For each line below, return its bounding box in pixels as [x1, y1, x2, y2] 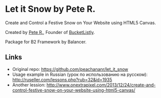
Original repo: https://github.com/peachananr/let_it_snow [12, 66, 129, 72]
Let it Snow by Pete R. [5, 3, 96, 15]
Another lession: [12, 82, 46, 88]
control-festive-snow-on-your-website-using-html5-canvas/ [12, 87, 135, 93]
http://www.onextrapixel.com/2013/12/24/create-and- [46, 82, 156, 88]
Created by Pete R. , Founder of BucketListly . [5, 29, 95, 35]
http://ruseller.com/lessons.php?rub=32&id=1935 [12, 76, 112, 82]
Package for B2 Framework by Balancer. [5, 38, 87, 45]
